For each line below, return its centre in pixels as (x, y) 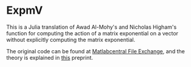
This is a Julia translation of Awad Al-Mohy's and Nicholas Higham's (92, 27)
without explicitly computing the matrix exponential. (71, 39)
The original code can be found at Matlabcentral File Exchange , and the (95, 51)
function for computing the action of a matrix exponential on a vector (92, 33)
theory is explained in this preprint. (50, 57)
